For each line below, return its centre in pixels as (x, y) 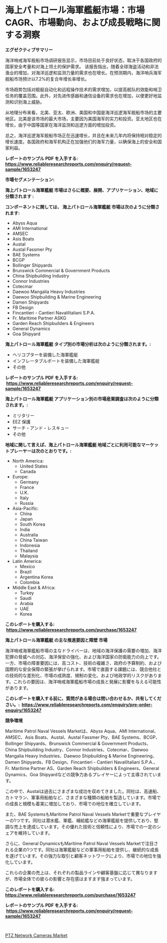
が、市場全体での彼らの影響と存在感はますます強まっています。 (70, 879)
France (27, 487)
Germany (29, 482)
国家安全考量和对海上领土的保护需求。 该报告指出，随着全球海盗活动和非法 (82, 66)
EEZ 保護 (21, 422)
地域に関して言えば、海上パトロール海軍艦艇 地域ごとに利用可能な (73, 445)
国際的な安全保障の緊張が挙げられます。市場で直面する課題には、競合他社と (83, 669)
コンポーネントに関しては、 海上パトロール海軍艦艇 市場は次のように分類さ (83, 207)
